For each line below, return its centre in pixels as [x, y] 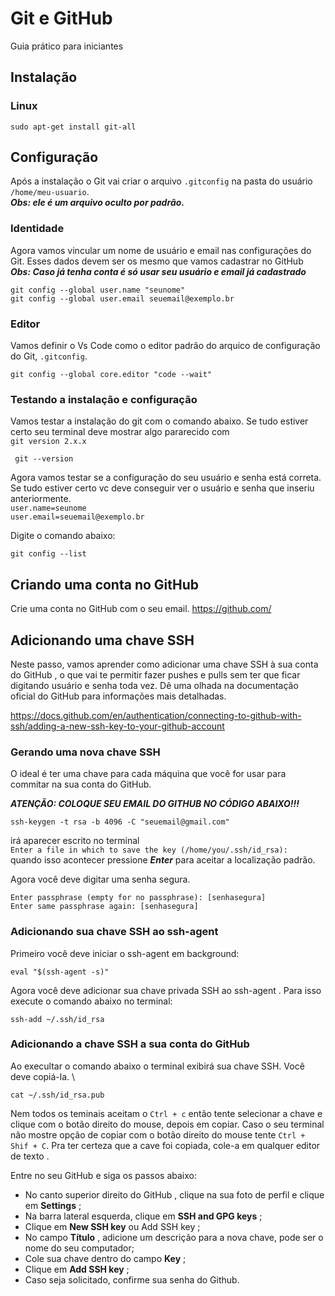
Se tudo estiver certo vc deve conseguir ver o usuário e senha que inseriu [162, 488]
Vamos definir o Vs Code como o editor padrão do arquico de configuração [165, 346]
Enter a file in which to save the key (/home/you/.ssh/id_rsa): [149, 850]
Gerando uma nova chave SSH [85, 752]
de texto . [30, 1156]
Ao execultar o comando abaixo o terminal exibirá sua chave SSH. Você [157, 1066]
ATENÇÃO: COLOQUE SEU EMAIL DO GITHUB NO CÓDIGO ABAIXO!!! [155, 804]
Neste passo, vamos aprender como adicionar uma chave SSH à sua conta [164, 664]
